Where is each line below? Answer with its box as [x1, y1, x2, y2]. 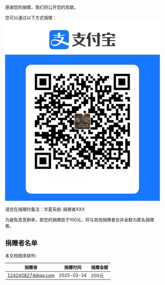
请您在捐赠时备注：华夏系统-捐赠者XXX [5, 206, 85, 212]
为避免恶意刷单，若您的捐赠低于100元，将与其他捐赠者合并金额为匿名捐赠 [5, 217, 155, 223]
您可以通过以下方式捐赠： [5, 15, 57, 21]
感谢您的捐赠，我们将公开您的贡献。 [5, 4, 79, 10]
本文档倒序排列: [5, 253, 37, 258]
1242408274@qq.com [7, 272, 55, 279]
